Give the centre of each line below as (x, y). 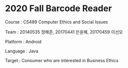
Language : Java (22, 51)
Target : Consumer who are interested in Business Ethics (62, 60)
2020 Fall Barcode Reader (58, 8)
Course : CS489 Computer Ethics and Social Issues (56, 22)
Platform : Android (23, 41)
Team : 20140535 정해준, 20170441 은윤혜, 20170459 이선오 (64, 32)
